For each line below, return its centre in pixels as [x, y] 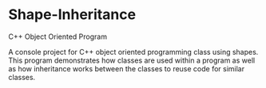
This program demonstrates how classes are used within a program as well [132, 60]
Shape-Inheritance [72, 15]
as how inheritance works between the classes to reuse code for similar [127, 68]
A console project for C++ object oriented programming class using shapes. [133, 52]
